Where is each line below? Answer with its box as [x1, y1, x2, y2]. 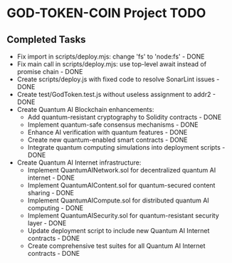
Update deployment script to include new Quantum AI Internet [27, 227, 210, 234]
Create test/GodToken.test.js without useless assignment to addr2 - [16, 91, 216, 98]
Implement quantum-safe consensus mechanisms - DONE [27, 120, 199, 129]
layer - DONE [27, 219, 67, 227]
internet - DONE [27, 173, 75, 182]
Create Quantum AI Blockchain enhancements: [16, 105, 154, 113]
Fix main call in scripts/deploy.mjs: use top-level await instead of [16, 60, 207, 68]
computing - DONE [27, 204, 84, 212]
